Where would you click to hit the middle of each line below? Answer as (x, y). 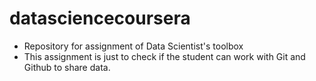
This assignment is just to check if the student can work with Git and (164, 56)
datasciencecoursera (100, 18)
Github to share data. (67, 67)
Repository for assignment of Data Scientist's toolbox (133, 46)
